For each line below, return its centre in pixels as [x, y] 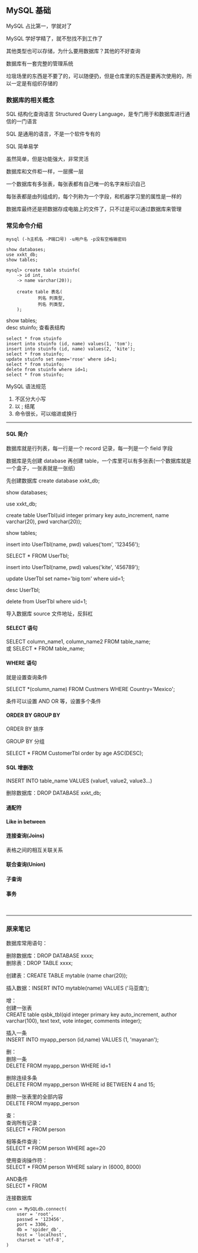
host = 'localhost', [42, 1235]
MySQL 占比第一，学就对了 [39, 26]
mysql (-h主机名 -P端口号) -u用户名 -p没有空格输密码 [66, 239]
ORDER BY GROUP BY [33, 715]
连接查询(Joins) [25, 836]
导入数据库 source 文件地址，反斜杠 [49, 613]
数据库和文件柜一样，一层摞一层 [45, 171]
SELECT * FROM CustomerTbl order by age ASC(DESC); [75, 753]
